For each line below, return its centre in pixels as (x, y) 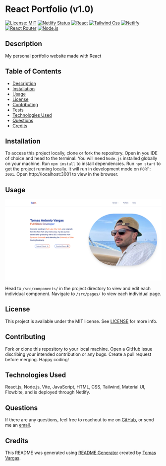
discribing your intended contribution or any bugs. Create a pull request (78, 354)
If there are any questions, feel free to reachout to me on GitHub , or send (80, 420)
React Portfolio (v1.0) (50, 9)
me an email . (18, 425)
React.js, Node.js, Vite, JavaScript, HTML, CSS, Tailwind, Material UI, (75, 387)
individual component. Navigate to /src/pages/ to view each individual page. (83, 294)
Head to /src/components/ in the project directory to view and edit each (78, 289)
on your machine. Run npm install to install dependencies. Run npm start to (83, 164)
